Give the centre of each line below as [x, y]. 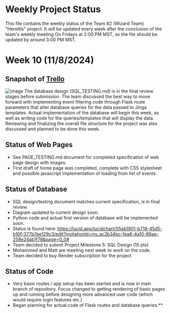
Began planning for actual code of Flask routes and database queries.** [88, 305]
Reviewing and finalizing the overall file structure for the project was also [81, 123]
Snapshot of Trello [35, 79]
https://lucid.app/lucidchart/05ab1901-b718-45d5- [110, 228]
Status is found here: [35, 228]
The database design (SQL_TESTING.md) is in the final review [89, 91]
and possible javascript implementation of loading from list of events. [85, 173]
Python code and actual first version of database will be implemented [85, 217]
